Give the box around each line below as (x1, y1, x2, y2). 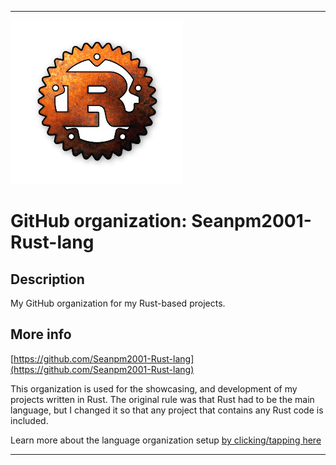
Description (10, 271, 85, 288)
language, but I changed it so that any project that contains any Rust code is (10, 404, 324, 416)
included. (10, 414, 49, 426)
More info (10, 326, 72, 343)
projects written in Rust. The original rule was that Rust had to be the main (10, 393, 315, 405)
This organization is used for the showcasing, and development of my (10, 382, 298, 395)
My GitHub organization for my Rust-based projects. (10, 297, 226, 309)
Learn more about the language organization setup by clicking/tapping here (10, 434, 322, 446)
